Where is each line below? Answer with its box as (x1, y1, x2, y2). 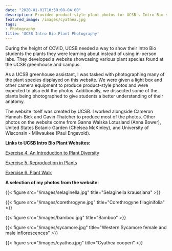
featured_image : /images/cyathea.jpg (5, 17, 86, 22)
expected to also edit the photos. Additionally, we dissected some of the (5, 88, 158, 93)
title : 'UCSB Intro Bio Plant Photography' (5, 31, 100, 36)
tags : (5, 21, 17, 27)
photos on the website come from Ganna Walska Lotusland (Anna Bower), (5, 119, 161, 125)
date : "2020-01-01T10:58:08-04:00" (5, 7, 81, 13)
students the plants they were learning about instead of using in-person (5, 51, 157, 57)
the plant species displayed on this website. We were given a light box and (5, 77, 162, 83)
